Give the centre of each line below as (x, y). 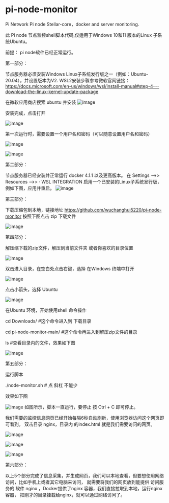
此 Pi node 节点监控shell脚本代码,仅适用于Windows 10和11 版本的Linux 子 (81, 35)
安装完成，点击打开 (25, 113)
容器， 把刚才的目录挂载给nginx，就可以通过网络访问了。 (65, 495)
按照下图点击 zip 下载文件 (49, 216)
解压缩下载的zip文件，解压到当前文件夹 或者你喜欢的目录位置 (69, 248)
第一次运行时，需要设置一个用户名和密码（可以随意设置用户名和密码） (79, 133)
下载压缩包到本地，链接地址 (34, 210)
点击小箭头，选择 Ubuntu (32, 289)
